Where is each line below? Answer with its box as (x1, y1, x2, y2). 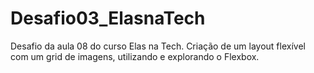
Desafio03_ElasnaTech (10, 7, 206, 30)
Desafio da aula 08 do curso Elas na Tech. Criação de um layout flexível (10, 40, 306, 52)
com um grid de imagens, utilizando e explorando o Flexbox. (10, 50, 260, 62)
